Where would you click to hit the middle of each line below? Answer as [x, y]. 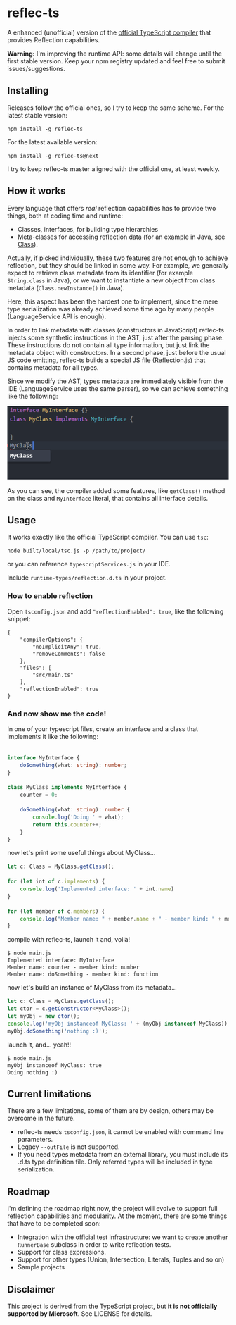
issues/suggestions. [36, 68]
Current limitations [49, 1094]
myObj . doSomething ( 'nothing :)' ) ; [58, 1031]
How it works [37, 191]
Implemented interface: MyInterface [61, 960]
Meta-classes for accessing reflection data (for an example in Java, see [121, 237]
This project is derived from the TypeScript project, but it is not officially [112, 1306]
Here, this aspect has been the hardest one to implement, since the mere [113, 301]
